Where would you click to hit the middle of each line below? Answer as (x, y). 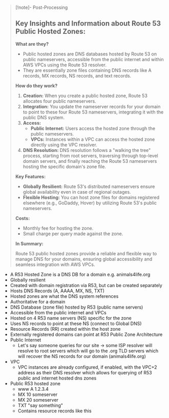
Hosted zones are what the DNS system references (64, 296)
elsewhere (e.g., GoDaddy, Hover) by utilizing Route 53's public (90, 203)
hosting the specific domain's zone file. (65, 166)
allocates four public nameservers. (59, 101)
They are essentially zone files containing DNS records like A (87, 70)
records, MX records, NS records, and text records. (77, 75)
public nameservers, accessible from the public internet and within (93, 59)
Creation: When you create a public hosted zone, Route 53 (85, 96)
